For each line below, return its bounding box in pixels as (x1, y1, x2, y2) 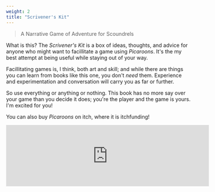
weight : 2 (6, 8, 31, 15)
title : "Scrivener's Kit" (6, 14, 69, 20)
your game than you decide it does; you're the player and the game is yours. (6, 95, 191, 103)
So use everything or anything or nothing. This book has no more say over (6, 89, 186, 96)
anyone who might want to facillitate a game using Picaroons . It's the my (6, 48, 182, 55)
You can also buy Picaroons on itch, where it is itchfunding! (6, 113, 150, 120)
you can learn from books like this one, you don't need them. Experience (6, 72, 182, 79)
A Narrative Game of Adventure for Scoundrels (20, 30, 134, 37)
